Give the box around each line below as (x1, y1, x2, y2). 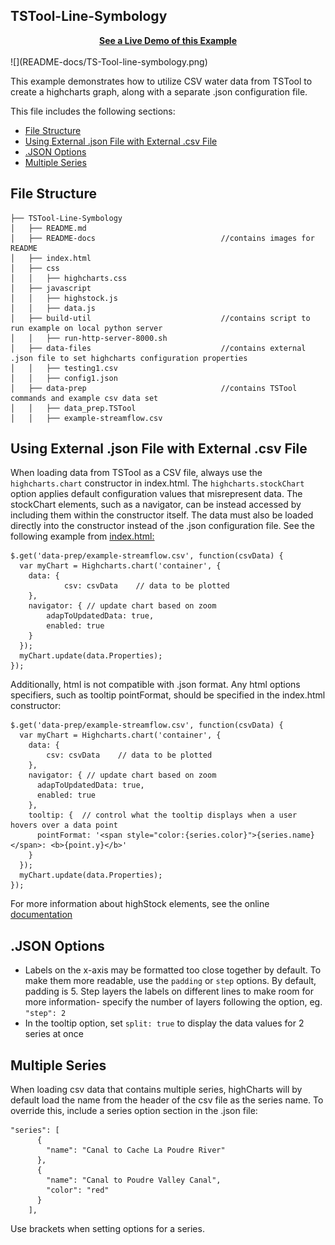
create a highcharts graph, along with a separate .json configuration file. (10, 85, 308, 98)
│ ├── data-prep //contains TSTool (10, 383, 298, 393)
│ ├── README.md (10, 223, 87, 233)
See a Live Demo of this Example (98, 34, 237, 46)
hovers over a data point (10, 820, 118, 831)
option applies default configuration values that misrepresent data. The (10, 488, 303, 500)
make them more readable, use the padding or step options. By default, (24, 975, 317, 987)
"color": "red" (46, 1185, 110, 1196)
